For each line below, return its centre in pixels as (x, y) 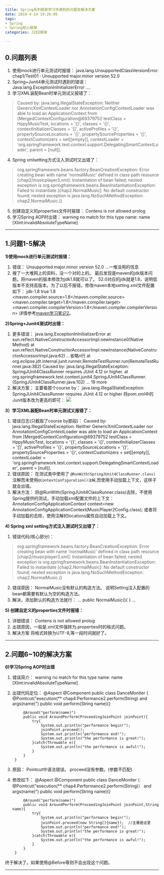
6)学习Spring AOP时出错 (30, 667)
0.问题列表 (21, 58)
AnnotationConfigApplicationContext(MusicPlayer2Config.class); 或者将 (84, 509)
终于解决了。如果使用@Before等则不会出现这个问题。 (59, 863)
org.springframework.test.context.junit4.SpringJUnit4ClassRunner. (79, 377)
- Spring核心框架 (21, 28)
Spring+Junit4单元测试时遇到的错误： (50, 82)
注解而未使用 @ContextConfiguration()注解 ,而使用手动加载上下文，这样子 (84, 480)
